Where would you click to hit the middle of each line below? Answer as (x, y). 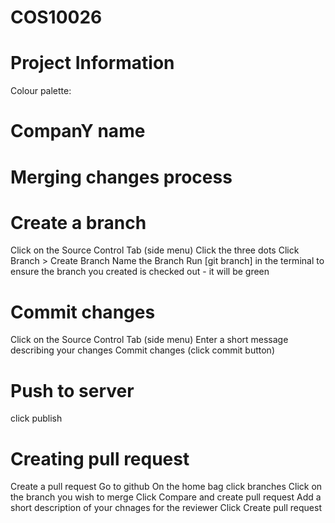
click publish (36, 418)
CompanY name (78, 131)
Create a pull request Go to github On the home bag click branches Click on (166, 487)
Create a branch (78, 222)
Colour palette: (41, 91)
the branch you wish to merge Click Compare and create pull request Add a (166, 497)
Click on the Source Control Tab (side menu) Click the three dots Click (155, 250)
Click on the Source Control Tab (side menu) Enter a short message (149, 340)
